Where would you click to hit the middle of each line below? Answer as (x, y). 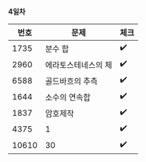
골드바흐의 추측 (71, 81)
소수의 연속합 (68, 97)
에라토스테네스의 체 (78, 65)
